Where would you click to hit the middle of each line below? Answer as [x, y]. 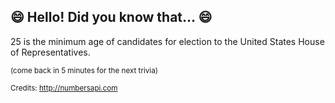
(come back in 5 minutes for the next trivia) [84, 70]
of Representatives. [50, 52]
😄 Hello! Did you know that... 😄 [111, 17]
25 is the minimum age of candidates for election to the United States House [167, 41]
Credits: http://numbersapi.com [64, 88]
